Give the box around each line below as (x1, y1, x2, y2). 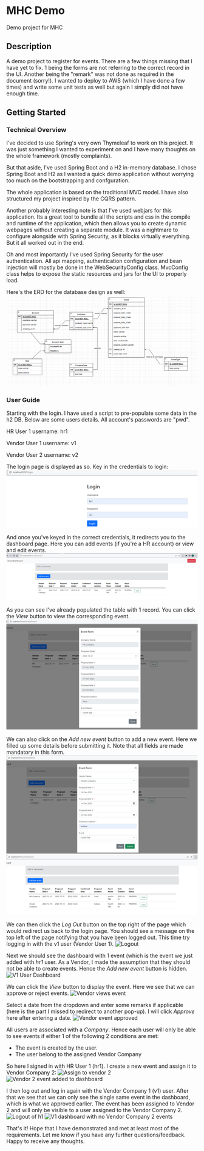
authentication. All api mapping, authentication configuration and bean (6, 258, 183, 265)
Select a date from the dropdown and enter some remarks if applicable (6, 1001, 183, 1008)
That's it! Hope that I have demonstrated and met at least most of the (6, 1124, 179, 1132)
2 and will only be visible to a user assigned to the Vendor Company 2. (6, 1106, 183, 1113)
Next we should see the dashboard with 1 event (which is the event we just (6, 952, 193, 959)
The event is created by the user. (15, 1044, 98, 1051)
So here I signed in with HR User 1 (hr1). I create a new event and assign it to (6, 1062, 197, 1070)
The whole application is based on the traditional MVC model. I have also (6, 189, 188, 196)
